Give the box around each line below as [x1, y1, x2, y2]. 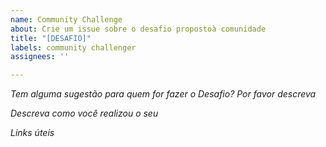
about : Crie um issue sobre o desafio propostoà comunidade [10, 24, 267, 34]
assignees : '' [10, 52, 70, 62]
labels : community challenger [10, 42, 137, 53]
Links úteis [10, 127, 55, 139]
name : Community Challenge [10, 14, 123, 25]
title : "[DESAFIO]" [10, 33, 92, 43]
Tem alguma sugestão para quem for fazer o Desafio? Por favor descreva [10, 88, 317, 100]
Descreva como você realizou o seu [10, 107, 159, 120]
